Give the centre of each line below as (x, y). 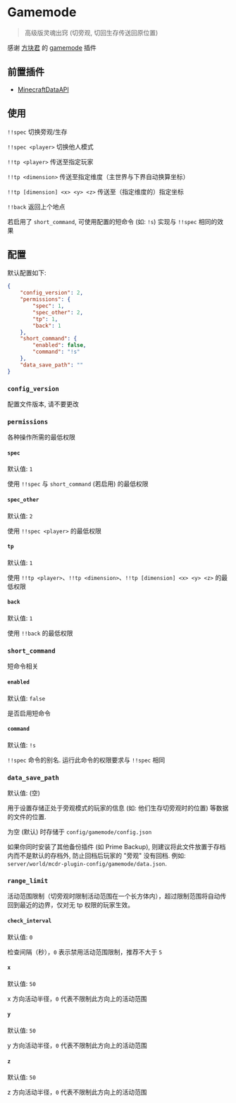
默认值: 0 (20, 937)
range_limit (28, 881)
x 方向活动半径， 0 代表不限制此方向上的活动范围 (77, 999)
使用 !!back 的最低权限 (40, 633)
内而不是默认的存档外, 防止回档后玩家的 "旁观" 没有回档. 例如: (97, 856)
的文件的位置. (27, 817)
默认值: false (26, 698)
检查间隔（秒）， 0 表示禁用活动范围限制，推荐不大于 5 (85, 951)
